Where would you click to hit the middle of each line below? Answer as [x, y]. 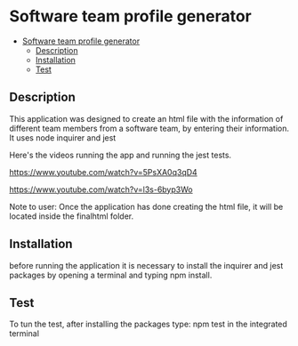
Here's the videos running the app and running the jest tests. [121, 155]
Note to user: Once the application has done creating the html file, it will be [146, 206]
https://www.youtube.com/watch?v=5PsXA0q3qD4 [103, 172]
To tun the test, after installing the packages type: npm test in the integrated [148, 324]
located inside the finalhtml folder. [72, 216]
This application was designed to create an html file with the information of [146, 118]
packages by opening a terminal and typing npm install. [111, 275]
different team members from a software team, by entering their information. [149, 128]
